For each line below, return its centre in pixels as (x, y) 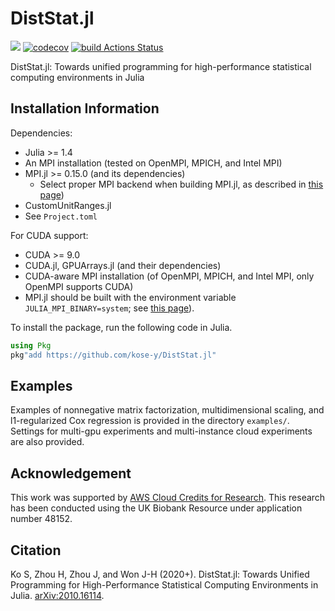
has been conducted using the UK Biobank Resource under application (156, 508)
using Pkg (31, 345)
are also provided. (47, 442)
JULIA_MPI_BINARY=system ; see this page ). (109, 308)
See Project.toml (61, 216)
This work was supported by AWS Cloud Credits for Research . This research (168, 498)
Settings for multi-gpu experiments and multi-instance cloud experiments (161, 431)
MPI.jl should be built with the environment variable (130, 297)
